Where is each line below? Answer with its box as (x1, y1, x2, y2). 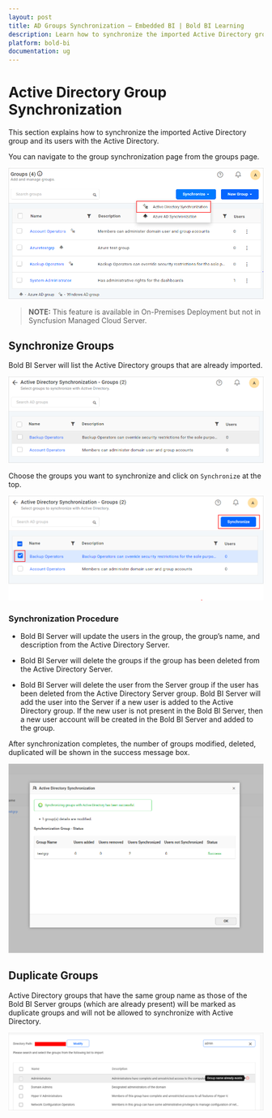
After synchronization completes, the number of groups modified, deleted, (8, 739, 257, 749)
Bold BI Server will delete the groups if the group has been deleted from (19, 656, 261, 666)
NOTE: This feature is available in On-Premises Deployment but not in (28, 307, 261, 317)
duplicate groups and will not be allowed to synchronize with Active (8, 1008, 233, 1017)
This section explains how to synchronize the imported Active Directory (8, 127, 247, 137)
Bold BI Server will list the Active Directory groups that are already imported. (8, 360, 263, 370)
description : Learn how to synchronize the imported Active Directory (8, 30, 252, 38)
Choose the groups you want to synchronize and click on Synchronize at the (8, 471, 261, 481)
